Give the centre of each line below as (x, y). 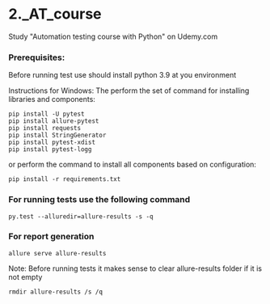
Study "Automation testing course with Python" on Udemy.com (113, 36)
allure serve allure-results (57, 253)
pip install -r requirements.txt (65, 179)
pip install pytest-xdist (52, 142)
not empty (25, 277)
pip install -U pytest (46, 114)
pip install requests (45, 129)
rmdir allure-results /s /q (56, 292)
